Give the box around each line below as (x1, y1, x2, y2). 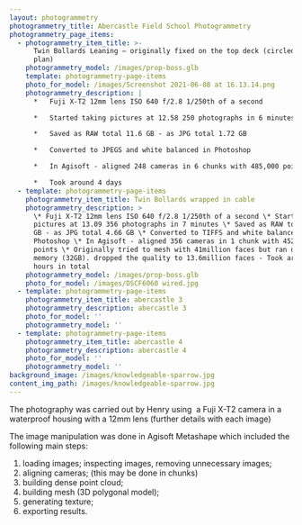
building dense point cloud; (22, 476, 124, 487)
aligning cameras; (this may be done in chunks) (22, 467, 199, 478)
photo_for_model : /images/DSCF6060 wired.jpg (25, 278, 200, 288)
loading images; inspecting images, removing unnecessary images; (22, 457, 272, 468)
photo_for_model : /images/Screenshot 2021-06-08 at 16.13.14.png (25, 80, 276, 89)
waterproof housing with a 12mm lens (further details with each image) (9, 413, 271, 424)
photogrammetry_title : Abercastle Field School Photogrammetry (9, 22, 252, 31)
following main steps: (9, 440, 88, 451)
